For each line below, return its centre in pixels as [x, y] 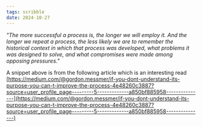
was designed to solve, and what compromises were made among [89, 54]
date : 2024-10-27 [28, 18]
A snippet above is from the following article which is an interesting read [96, 72]
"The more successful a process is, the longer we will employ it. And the [97, 35]
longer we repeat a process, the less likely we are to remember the [90, 41]
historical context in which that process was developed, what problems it [98, 48]
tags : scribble [25, 12]
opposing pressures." [33, 61]
